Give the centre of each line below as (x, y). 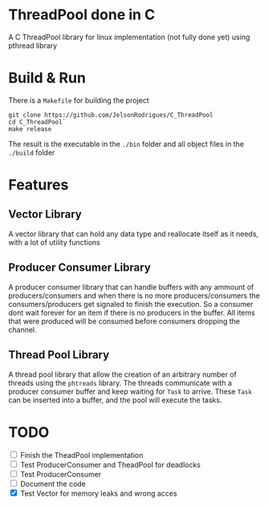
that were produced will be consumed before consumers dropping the (124, 321)
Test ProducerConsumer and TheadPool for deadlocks (110, 465)
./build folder (32, 152)
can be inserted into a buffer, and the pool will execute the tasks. (115, 400)
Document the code (53, 484)
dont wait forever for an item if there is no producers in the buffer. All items (132, 312)
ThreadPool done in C (82, 15)
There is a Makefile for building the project (79, 100)
